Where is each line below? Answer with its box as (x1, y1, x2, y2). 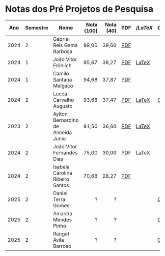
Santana (53, 76, 72, 83)
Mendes (53, 216, 72, 223)
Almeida (53, 129, 72, 136)
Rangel (53, 230, 69, 237)
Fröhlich (53, 62, 72, 69)
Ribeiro (53, 175, 70, 182)
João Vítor (53, 143, 77, 150)
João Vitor (53, 56, 77, 62)
